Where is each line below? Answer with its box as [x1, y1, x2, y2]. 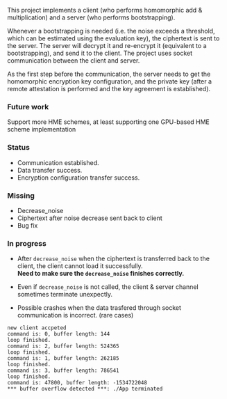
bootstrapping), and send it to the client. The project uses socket [7, 49, 193, 57]
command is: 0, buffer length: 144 [7, 331, 110, 338]
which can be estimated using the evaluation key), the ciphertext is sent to [7, 34, 220, 42]
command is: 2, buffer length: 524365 [7, 343, 119, 350]
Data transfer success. [17, 166, 83, 174]
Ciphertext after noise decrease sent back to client [17, 214, 163, 222]
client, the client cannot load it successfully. [17, 262, 144, 270]
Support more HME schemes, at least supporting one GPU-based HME [7, 118, 210, 126]
